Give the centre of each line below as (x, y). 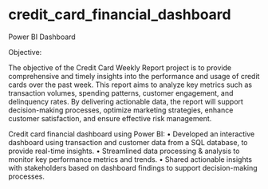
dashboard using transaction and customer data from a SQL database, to (128, 142)
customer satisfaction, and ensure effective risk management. (110, 118)
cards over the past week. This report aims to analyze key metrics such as (130, 85)
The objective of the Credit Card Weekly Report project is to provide (120, 67)
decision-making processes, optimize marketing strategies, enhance (121, 110)
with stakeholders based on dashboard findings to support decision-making (133, 167)
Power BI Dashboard (42, 37)
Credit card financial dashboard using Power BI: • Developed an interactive (132, 134)
